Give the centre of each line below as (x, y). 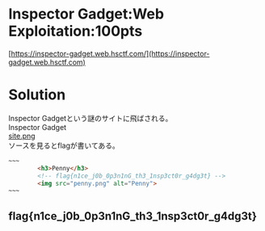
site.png (22, 136)
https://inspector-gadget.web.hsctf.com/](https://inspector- (110, 53)
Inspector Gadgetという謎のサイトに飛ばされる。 (90, 118)
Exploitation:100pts (76, 31)
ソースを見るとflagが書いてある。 (64, 145)
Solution (37, 95)
